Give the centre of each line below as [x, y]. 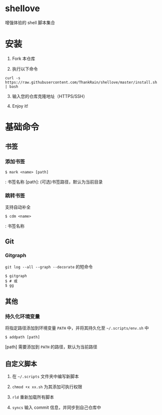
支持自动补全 [18, 207]
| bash [12, 86]
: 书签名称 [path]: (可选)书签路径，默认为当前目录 [54, 182]
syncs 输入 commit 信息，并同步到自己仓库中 [57, 408]
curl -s [13, 78]
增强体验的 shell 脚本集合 [30, 22]
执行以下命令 [25, 69]
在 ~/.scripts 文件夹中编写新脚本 [45, 377]
